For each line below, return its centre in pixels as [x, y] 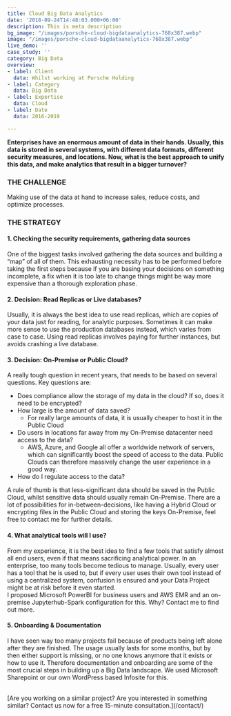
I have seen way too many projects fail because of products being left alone [115, 641]
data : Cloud [31, 104]
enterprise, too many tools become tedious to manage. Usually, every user [113, 565]
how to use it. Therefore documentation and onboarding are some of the [110, 662]
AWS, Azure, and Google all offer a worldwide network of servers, [121, 447]
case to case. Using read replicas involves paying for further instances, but [114, 337]
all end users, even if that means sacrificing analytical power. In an [102, 558]
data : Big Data [35, 91]
